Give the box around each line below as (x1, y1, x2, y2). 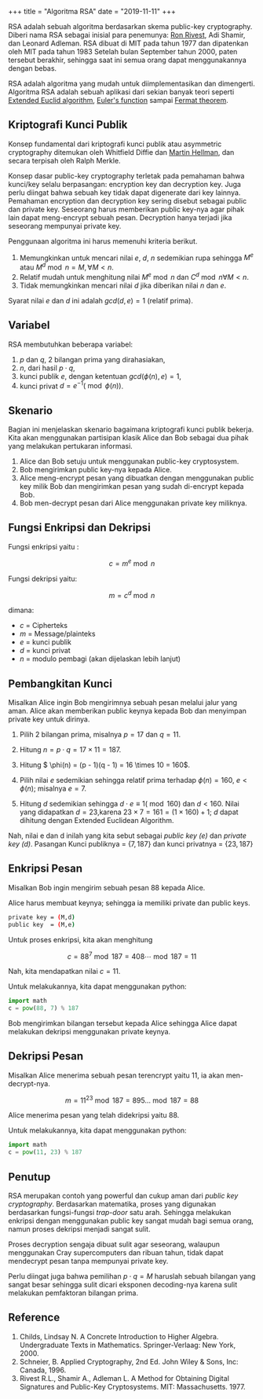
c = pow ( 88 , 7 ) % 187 (8, 1004, 79, 1012)
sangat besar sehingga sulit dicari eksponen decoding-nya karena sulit (8, 1280, 238, 1289)
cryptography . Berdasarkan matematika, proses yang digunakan (8, 1199, 217, 1209)
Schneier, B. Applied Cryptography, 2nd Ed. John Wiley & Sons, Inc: (19, 1357, 239, 1366)
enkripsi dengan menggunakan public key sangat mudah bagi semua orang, (8, 1216, 254, 1225)
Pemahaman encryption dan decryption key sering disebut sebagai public (8, 196, 247, 205)
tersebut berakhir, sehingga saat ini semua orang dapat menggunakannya (8, 55, 247, 64)
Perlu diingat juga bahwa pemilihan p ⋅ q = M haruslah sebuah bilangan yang (8, 1272, 256, 1280)
